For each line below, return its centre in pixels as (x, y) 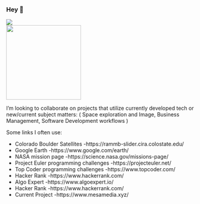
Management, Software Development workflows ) (67, 121)
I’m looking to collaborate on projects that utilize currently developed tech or (100, 108)
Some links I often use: (34, 132)
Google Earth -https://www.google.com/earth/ (72, 150)
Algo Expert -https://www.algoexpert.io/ (64, 182)
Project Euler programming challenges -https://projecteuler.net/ (93, 163)
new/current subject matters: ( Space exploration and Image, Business (93, 115)
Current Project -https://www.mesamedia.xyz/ (72, 195)
